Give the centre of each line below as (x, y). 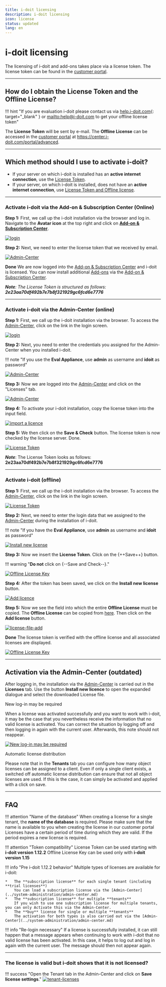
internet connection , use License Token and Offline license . (74, 190)
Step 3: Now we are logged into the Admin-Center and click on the (73, 384)
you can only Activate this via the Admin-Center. (58, 908)
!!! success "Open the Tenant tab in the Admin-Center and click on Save (79, 974)
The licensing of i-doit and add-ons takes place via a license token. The (78, 66)
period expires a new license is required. (46, 838)
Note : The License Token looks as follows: (48, 457)
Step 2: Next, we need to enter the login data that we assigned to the (75, 515)
